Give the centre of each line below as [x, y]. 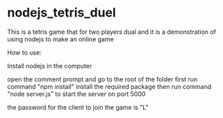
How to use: [24, 52]
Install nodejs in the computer [50, 66]
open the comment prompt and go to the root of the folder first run [102, 79]
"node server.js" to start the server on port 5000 [76, 94]
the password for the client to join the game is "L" [78, 107]
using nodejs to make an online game [61, 39]
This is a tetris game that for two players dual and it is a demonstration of [112, 32]
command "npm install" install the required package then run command [109, 86]
